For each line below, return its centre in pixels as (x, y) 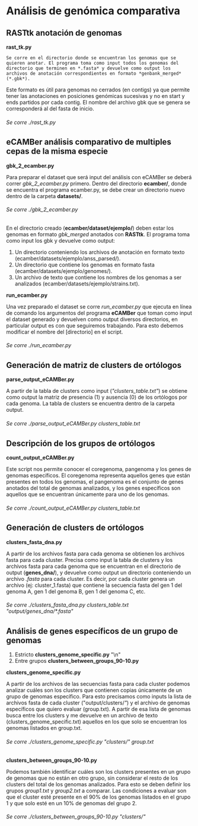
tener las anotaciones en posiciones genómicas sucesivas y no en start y (95, 96)
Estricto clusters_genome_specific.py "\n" (68, 655)
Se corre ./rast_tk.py (31, 122)
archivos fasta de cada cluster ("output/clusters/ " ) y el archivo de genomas (98, 703)
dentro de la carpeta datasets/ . (44, 196)
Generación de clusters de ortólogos (75, 528)
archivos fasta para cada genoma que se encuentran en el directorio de (94, 566)
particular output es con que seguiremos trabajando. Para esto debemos (95, 325)
